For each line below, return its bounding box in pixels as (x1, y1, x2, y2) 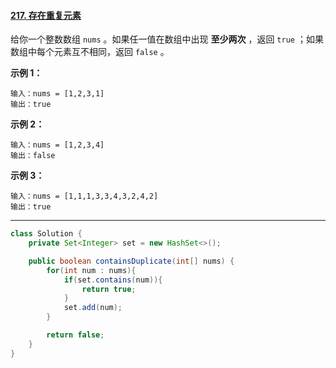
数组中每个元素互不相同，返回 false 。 (10, 46, 170, 58)
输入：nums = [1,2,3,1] (10, 89, 105, 99)
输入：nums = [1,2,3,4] (10, 140, 105, 150)
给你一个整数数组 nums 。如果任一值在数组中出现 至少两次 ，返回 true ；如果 (10, 33, 324, 45)
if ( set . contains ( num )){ (63, 275, 163, 285)
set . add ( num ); (63, 303, 123, 313)
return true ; (81, 284, 137, 294)
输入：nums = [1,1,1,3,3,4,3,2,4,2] (10, 191, 159, 202)
